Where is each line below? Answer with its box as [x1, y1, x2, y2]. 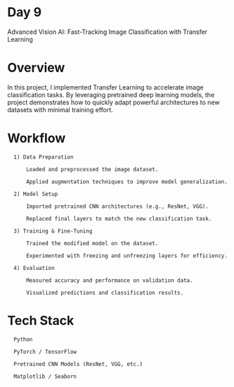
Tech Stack [7, 313, 74, 328]
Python [13, 336, 33, 343]
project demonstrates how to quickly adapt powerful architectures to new [7, 98, 220, 106]
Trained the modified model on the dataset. [25, 240, 159, 247]
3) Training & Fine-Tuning [13, 227, 93, 235]
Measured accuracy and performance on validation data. [25, 276, 193, 284]
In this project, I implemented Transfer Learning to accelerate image [7, 82, 204, 92]
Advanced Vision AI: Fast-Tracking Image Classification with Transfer [7, 27, 208, 36]
